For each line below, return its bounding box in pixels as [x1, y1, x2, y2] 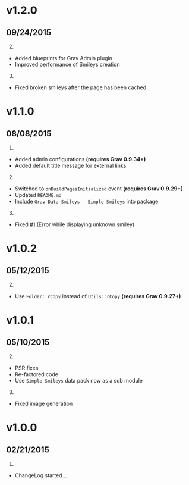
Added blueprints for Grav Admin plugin [14, 55, 113, 61]
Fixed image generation [14, 400, 73, 407]
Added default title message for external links [14, 162, 127, 169]
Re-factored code [14, 371, 58, 378]
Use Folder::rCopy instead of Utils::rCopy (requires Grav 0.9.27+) [14, 293, 181, 299]
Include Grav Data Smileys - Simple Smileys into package [14, 198, 159, 205]
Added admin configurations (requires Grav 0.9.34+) [14, 156, 146, 162]
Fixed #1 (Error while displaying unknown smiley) [14, 221, 135, 228]
